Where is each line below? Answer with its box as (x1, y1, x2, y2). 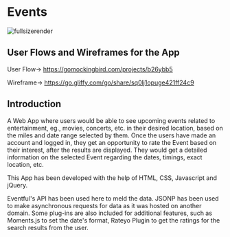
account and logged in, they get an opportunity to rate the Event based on (7, 138, 217, 146)
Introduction (7, 98, 62, 110)
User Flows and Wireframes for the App (7, 47, 180, 58)
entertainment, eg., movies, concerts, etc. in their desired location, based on (7, 124, 223, 132)
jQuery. (7, 181, 28, 189)
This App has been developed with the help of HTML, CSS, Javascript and (7, 173, 218, 182)
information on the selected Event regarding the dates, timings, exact (7, 153, 203, 161)
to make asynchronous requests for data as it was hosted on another (7, 201, 202, 210)
